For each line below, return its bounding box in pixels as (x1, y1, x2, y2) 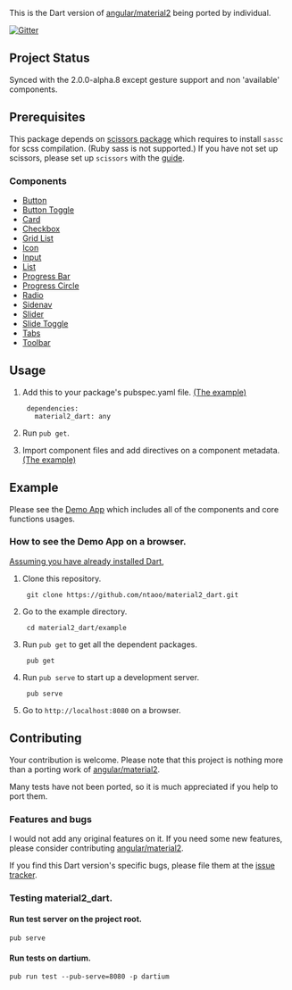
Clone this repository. (21, 573, 102, 584)
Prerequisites (9, 110, 86, 125)
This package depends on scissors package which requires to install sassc (9, 133, 284, 144)
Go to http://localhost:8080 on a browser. (21, 704, 181, 715)
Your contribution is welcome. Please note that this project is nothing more (9, 754, 284, 765)
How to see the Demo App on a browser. (9, 536, 187, 548)
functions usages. (9, 513, 76, 524)
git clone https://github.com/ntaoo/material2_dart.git (26, 590, 239, 599)
